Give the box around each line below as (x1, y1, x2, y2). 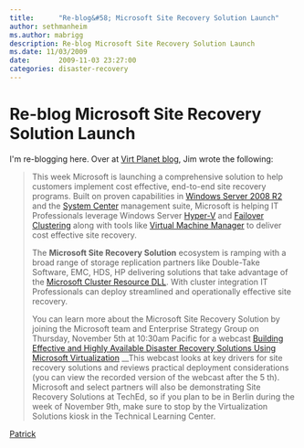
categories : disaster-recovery (9, 65, 129, 74)
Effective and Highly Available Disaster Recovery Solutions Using (31, 342, 277, 353)
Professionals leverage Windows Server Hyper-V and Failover (31, 209, 265, 220)
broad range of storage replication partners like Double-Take (31, 257, 260, 268)
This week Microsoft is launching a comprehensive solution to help (31, 171, 284, 182)
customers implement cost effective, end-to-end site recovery (31, 180, 267, 192)
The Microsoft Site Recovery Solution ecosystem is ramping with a (31, 247, 287, 258)
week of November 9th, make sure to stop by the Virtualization (31, 400, 268, 411)
